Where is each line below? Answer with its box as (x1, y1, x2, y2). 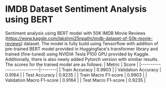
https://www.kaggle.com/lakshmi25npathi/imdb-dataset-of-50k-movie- (6, 35, 153, 41)
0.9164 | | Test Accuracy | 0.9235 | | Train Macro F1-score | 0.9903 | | (5, 72, 147, 78)
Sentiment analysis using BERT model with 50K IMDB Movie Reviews (5, 30, 146, 36)
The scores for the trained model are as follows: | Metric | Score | (5, 61, 139, 67)
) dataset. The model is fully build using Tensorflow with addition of (20, 40, 159, 46)
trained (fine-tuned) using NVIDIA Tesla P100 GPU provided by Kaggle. (5, 51, 150, 57)
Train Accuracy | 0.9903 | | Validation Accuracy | (61, 66, 162, 72)
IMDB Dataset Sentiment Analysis (5, 3, 147, 15)
